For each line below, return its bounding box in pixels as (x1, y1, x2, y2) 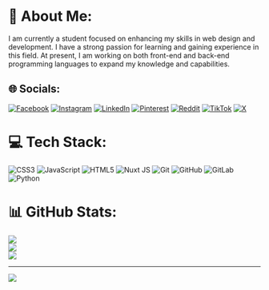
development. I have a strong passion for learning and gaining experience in (8, 42, 259, 51)
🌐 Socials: (8, 82, 61, 96)
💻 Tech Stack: (8, 133, 107, 151)
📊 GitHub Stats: (8, 203, 118, 220)
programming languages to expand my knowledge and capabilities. (8, 59, 231, 69)
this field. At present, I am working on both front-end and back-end (8, 50, 230, 60)
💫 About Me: (8, 7, 93, 26)
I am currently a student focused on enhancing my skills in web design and (8, 34, 255, 43)
